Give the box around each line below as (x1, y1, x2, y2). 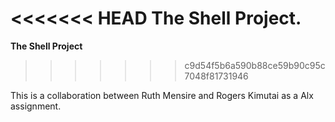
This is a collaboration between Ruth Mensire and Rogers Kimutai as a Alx (10, 89, 314, 101)
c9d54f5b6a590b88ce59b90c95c (184, 59, 326, 71)
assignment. (10, 100, 62, 112)
